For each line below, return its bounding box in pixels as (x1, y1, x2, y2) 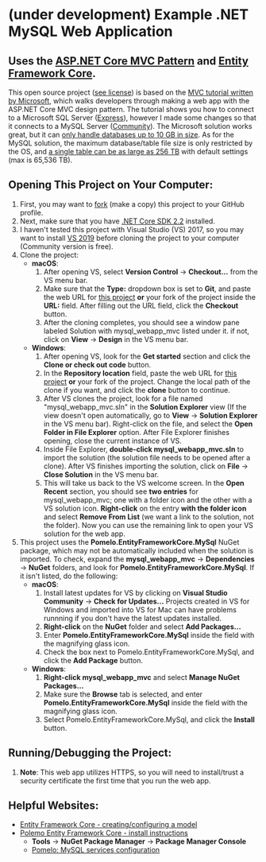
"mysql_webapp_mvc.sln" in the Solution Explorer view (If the (43, 402, 247, 411)
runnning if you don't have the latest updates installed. (43, 613, 222, 623)
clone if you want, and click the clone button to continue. (43, 385, 230, 394)
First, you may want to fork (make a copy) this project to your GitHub (19, 199, 245, 208)
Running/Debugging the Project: (8, 746, 172, 760)
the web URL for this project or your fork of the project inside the (43, 292, 256, 301)
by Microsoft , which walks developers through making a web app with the (8, 96, 250, 105)
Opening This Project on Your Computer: (8, 178, 214, 192)
